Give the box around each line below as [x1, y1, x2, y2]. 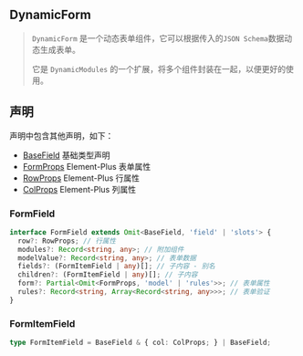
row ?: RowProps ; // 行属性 [17, 236, 117, 246]
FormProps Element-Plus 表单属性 [22, 161, 151, 172]
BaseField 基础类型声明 [22, 150, 111, 161]
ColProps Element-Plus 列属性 [22, 183, 137, 194]
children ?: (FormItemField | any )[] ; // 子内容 [17, 270, 198, 279]
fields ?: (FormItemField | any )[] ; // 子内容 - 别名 [17, 262, 216, 271]
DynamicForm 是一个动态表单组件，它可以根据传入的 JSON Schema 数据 [31, 32, 285, 44]
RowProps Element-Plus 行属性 [22, 173, 140, 183]
